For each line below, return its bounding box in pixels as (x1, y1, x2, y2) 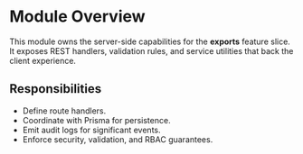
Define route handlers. (22, 105, 107, 116)
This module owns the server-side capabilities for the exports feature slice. (9, 36, 291, 47)
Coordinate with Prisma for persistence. (22, 114, 171, 125)
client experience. (9, 55, 77, 66)
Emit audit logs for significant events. (22, 124, 161, 135)
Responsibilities (9, 81, 102, 96)
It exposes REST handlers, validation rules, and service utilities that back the (9, 45, 294, 56)
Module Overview (9, 6, 147, 27)
